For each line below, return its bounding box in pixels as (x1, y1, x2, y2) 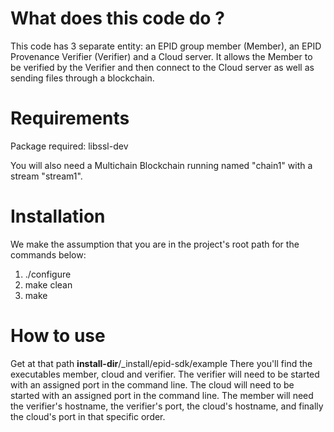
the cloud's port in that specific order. (10, 410, 166, 422)
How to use (10, 325, 106, 347)
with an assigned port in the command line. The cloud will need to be (10, 378, 295, 391)
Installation (10, 205, 106, 228)
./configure (24, 268, 72, 280)
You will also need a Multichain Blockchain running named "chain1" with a (10, 159, 313, 171)
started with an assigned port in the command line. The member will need (10, 389, 314, 401)
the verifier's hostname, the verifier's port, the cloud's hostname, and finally (10, 400, 324, 412)
